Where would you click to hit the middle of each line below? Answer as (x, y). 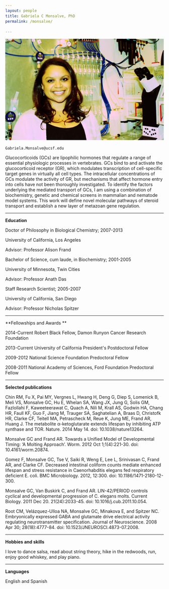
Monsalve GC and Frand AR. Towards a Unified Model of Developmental (80, 439)
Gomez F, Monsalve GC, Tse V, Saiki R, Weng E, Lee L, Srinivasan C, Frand (82, 460)
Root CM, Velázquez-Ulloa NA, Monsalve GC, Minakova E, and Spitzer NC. (82, 511)
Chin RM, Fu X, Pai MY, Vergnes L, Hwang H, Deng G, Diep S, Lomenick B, (82, 397)
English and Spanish (26, 581)
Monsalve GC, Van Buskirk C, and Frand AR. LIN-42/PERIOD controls (77, 491)
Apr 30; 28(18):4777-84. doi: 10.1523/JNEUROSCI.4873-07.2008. (72, 527)
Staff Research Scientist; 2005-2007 (43, 289)
